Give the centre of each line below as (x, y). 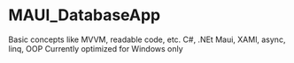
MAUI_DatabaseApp (85, 15)
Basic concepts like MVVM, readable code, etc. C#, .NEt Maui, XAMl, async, (147, 39)
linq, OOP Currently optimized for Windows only (96, 48)
